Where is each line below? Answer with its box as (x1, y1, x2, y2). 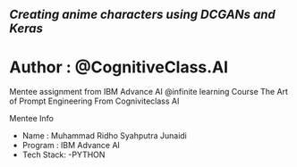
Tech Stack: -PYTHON (21, 149, 106, 160)
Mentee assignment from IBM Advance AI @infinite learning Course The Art (9, 87, 289, 97)
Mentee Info (9, 113, 54, 124)
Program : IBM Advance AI (21, 140, 121, 151)
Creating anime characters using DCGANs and (9, 7, 276, 22)
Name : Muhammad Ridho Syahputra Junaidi (21, 130, 188, 141)
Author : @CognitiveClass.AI (9, 57, 229, 77)
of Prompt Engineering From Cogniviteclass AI (9, 96, 180, 106)
